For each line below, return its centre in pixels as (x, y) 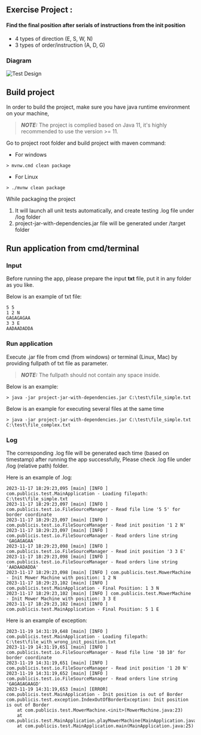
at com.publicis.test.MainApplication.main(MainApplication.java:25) (106, 726)
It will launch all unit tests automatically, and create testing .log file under (104, 210)
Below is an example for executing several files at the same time (85, 408)
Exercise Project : (39, 10)
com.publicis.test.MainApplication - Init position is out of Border (95, 694)
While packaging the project (41, 199)
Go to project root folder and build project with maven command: (86, 143)
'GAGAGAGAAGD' (24, 684)
